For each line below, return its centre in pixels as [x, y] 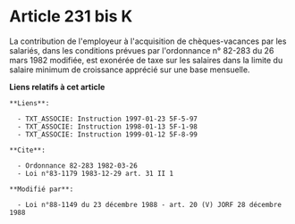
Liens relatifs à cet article [57, 87]
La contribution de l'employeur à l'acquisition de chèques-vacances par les [148, 41]
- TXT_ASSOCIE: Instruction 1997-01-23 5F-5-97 [108, 119]
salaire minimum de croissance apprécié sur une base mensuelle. [130, 70]
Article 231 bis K [71, 17]
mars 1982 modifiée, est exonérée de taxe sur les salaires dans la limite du [146, 60]
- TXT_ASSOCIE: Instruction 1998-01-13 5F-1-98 [108, 127]
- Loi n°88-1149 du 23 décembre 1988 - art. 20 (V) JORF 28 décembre [149, 204]
